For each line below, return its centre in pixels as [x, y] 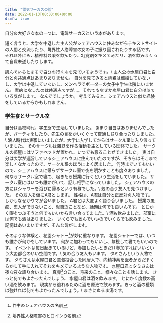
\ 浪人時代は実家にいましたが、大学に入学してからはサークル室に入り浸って [81, 140]
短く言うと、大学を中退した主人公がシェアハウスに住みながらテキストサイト [81, 43]
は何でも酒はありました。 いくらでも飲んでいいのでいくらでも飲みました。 [80, 219]
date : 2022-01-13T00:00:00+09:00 [39, 14]
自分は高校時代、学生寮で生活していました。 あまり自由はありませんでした [80, 127]
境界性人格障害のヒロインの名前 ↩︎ [46, 315]
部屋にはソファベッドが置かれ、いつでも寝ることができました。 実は [82, 152]
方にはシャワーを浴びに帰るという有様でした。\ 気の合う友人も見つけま [76, 188]
